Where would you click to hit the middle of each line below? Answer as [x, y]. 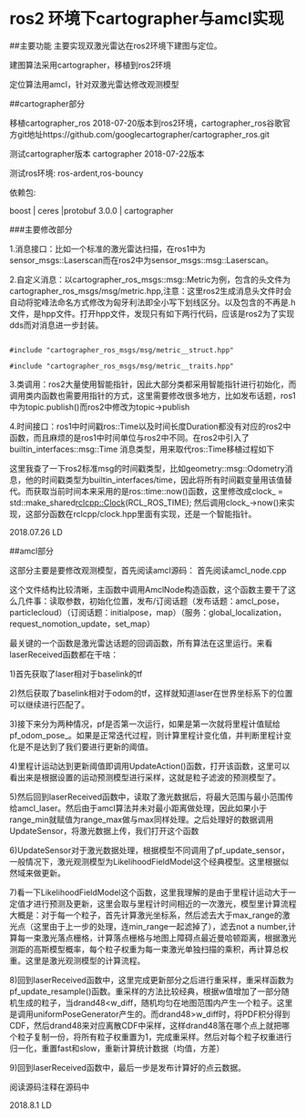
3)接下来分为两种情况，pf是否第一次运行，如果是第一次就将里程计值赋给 [145, 724]
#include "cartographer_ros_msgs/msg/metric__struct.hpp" [122, 350]
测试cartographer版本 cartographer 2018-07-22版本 [107, 153]
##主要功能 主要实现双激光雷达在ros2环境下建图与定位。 [116, 46]
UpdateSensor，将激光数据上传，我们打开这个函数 [104, 830]
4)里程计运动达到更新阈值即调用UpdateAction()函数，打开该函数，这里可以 [150, 766]
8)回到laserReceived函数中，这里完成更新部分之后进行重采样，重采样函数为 [152, 980]
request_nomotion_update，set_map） [82, 624]
